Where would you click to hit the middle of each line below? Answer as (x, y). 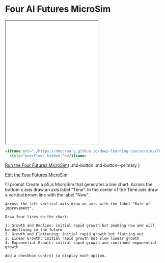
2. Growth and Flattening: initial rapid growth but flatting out (74, 234)
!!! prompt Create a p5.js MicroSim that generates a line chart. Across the (79, 184)
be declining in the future (34, 230)
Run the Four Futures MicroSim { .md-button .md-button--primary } (72, 165)
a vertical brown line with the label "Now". (47, 195)
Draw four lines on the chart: (37, 217)
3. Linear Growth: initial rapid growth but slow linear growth (72, 238)
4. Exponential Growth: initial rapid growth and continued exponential (81, 243)
